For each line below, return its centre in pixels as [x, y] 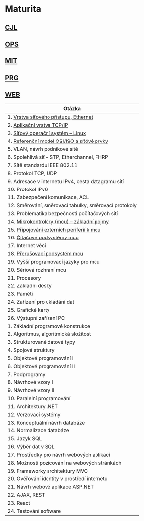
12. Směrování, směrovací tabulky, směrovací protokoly [72, 205]
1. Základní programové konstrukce [49, 326]
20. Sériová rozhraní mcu [37, 270]
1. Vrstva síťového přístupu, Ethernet [50, 117]
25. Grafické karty [29, 310]
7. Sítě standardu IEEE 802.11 [43, 165]
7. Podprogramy [26, 374]
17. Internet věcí [27, 245]
